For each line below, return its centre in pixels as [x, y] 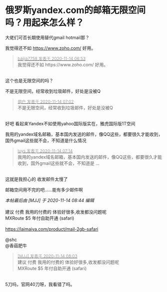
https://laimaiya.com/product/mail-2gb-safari [52, 229]
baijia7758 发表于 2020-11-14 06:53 [51, 58]
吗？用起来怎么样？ [45, 23]
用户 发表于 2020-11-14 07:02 [45, 101]
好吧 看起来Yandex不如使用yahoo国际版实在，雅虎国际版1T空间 [70, 123]
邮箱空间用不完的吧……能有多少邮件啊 [44, 190]
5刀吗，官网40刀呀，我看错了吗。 [40, 284]
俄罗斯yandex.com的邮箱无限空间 [75, 10]
